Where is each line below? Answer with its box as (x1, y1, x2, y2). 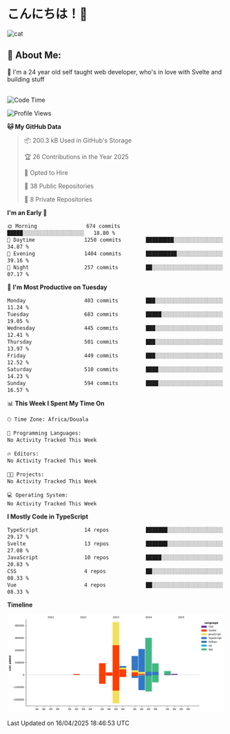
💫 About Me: (7, 50, 62, 61)
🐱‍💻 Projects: (7, 471, 45, 478)
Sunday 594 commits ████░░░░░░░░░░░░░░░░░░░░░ (7, 379, 224, 386)
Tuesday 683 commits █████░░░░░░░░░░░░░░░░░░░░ (7, 311, 224, 317)
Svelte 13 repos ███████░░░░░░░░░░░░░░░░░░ (7, 540, 224, 547)
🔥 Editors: (7, 450, 39, 457)
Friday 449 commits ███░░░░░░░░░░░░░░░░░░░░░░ (7, 352, 224, 359)
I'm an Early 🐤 (7, 208, 48, 217)
